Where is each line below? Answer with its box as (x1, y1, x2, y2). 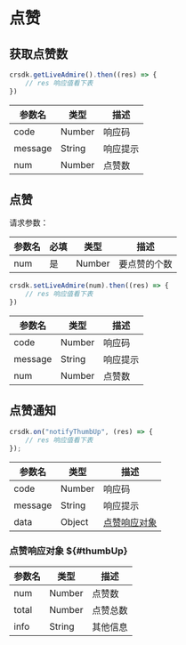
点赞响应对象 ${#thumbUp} (9, 544, 128, 557)
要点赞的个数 (118, 258, 173, 270)
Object (61, 515, 89, 528)
